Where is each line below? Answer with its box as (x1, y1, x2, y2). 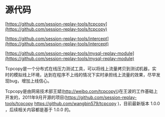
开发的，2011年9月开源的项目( (5, 94, 66, 100)
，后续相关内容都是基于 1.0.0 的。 (5, 106, 73, 113)
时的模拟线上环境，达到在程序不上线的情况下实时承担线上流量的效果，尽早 (5, 71, 156, 77)
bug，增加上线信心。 (9, 78, 52, 84)
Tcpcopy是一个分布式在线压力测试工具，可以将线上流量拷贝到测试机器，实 (5, 66, 157, 71)
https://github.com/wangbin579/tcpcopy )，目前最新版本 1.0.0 (34, 100, 160, 106)
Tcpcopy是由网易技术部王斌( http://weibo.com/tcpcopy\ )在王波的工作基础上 (5, 88, 158, 94)
